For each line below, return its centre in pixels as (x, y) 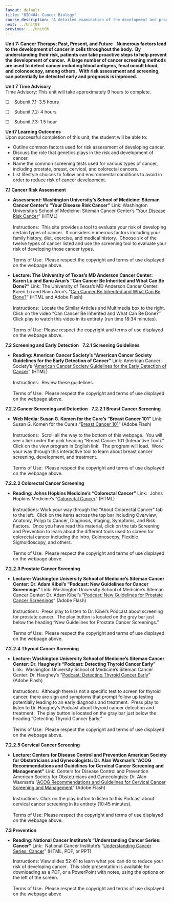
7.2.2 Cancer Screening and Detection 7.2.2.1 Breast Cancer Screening (83, 409)
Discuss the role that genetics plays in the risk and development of (83, 153)
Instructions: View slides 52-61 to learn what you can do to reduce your (88, 861)
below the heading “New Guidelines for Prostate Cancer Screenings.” (86, 623)
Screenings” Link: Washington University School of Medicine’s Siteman (88, 590)
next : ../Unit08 (23, 24)
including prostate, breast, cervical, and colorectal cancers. (76, 169)
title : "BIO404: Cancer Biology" (41, 15)
